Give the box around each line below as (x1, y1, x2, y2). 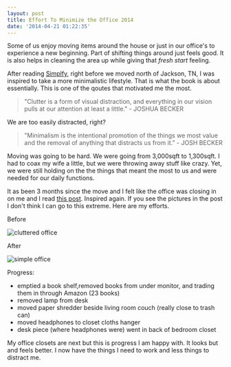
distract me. (7, 353, 41, 362)
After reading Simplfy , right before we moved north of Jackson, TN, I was (7, 69, 215, 78)
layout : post (7, 10, 45, 17)
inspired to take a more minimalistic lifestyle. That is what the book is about (7, 77, 220, 85)
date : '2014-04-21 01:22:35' (7, 23, 91, 30)
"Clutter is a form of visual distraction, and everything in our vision (23, 98, 212, 106)
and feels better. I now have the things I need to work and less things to (7, 346, 210, 355)
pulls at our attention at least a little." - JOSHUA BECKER (23, 104, 184, 113)
